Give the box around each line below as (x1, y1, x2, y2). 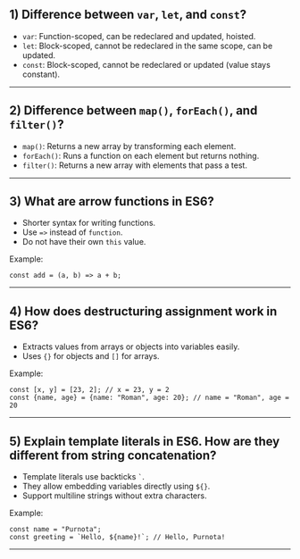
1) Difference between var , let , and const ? (9, 7, 247, 22)
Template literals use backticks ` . (21, 471, 145, 482)
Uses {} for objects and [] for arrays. (21, 351, 160, 362)
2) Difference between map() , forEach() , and (9, 103, 258, 119)
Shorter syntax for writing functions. (21, 218, 156, 229)
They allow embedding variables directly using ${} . (21, 481, 211, 492)
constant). (21, 69, 61, 79)
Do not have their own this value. (21, 237, 146, 247)
